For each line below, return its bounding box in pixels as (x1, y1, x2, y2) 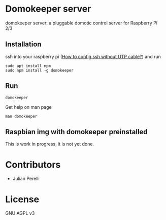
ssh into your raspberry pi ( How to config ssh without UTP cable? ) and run (5, 53, 161, 59)
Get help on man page (5, 104, 52, 110)
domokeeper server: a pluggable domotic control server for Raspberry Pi (5, 20, 157, 26)
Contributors (5, 159, 61, 170)
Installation (5, 40, 42, 49)
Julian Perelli (12, 176, 40, 182)
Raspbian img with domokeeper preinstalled (5, 128, 148, 136)
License (5, 194, 40, 205)
